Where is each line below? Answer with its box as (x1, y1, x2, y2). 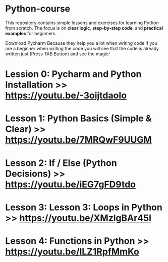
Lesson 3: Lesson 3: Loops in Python (5, 202, 162, 213)
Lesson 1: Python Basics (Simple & (5, 113, 152, 124)
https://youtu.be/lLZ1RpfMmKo (5, 246, 140, 257)
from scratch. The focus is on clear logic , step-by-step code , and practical (5, 25, 163, 31)
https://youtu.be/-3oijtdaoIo (5, 90, 127, 101)
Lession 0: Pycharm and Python (5, 68, 142, 80)
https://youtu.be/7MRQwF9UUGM (5, 134, 152, 146)
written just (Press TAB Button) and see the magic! (5, 51, 110, 57)
